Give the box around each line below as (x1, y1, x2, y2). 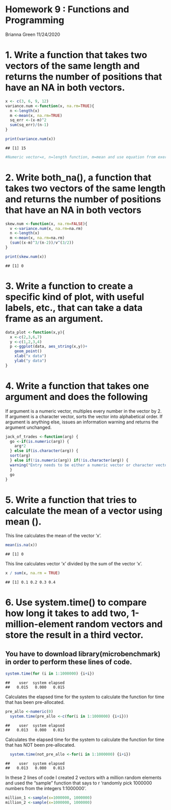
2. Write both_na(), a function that (5, 172, 152, 183)
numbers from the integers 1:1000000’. (5, 785, 87, 791)
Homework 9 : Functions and (5, 4, 129, 15)
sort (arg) (10, 453, 31, 458)
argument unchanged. (5, 424, 52, 430)
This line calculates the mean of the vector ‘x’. (5, 533, 102, 539)
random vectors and (75, 618, 163, 630)
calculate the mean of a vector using (5, 505, 163, 516)
